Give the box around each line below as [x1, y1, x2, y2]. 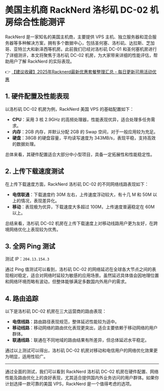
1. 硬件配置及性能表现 [5, 92, 69, 100]
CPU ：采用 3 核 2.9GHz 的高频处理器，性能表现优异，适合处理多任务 [12, 116, 151, 122]
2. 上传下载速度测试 [5, 167, 64, 175]
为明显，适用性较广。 [5, 354, 48, 360]
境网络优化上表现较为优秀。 [5, 226, 61, 232]
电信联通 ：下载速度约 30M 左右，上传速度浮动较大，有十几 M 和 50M [12, 192, 152, 197]
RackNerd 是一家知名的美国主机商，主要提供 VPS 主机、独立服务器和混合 [5, 34, 153, 40]
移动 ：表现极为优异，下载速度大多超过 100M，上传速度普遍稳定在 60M [12, 204, 155, 210]
